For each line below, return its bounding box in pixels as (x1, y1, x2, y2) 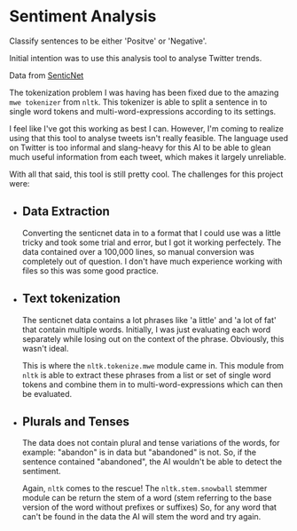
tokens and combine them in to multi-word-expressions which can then (21, 379, 284, 390)
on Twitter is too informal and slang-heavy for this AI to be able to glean (9, 142, 272, 153)
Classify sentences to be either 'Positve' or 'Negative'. (9, 36, 207, 46)
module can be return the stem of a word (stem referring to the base (21, 493, 272, 503)
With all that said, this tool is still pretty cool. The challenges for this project (9, 169, 284, 179)
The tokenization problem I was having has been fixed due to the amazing (9, 87, 279, 98)
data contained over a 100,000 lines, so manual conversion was (21, 246, 254, 257)
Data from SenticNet (9, 69, 84, 81)
